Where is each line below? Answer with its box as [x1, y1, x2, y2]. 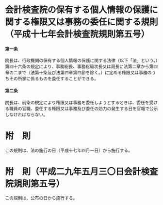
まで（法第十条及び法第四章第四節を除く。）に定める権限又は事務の [17, 70, 152, 76]
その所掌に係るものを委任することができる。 [9, 76, 98, 81]
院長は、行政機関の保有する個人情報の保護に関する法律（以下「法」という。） [5, 58, 158, 63]
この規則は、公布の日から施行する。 [5, 195, 78, 201]
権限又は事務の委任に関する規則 [31, 16, 159, 28]
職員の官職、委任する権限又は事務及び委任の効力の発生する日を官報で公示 [9, 105, 158, 111]
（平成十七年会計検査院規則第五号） [5, 29, 150, 40]
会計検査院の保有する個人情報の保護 [5, 4, 150, 16]
